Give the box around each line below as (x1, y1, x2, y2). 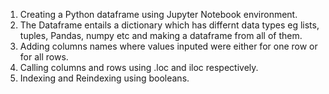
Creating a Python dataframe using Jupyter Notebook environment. (19, 9, 298, 20)
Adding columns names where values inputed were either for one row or (19, 40, 318, 52)
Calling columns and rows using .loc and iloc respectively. (19, 62, 259, 73)
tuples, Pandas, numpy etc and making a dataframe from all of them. (19, 30, 303, 41)
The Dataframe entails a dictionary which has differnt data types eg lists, (19, 19, 320, 31)
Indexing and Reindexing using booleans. (19, 72, 190, 84)
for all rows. (19, 51, 69, 63)
